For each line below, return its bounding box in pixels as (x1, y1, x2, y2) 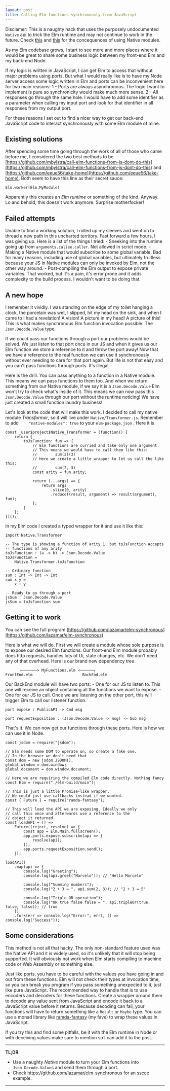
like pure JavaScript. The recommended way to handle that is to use (5, 987, 148, 993)
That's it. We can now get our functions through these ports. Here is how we (5, 725, 165, 731)
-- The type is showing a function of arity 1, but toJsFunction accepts (5, 541, 164, 547)
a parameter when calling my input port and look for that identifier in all (5, 99, 153, 105)
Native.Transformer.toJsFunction (14, 559, 85, 565)
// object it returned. (5, 815, 56, 821)
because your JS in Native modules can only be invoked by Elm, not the (5, 260, 155, 266)
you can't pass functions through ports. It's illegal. (5, 362, 110, 368)
